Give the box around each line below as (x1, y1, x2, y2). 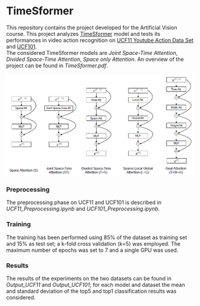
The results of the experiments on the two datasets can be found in (6, 275, 172, 282)
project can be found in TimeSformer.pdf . (6, 61, 109, 69)
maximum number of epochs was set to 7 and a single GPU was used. (6, 246, 179, 254)
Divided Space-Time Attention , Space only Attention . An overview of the (6, 55, 184, 63)
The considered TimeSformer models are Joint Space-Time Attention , (6, 49, 178, 56)
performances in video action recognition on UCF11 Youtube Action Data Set (6, 36, 194, 44)
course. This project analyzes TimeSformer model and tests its (6, 30, 161, 37)
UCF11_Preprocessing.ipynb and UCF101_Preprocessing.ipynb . (6, 205, 160, 212)
